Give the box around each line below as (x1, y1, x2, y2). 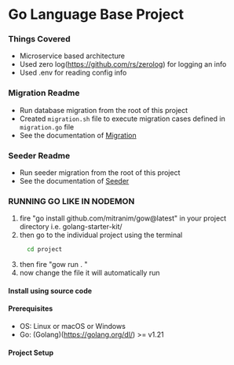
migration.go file (19, 122, 75, 131)
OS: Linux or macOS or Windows (19, 322, 126, 331)
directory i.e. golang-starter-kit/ (19, 222, 123, 232)
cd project (27, 246, 63, 254)
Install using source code (8, 286, 93, 295)
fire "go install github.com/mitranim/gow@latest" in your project (19, 214, 226, 223)
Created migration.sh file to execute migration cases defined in (19, 114, 225, 123)
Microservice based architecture (19, 51, 126, 60)
